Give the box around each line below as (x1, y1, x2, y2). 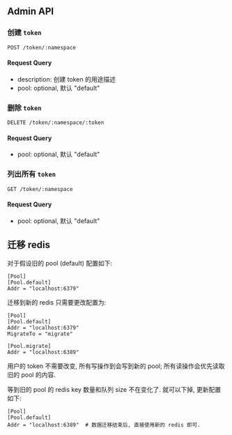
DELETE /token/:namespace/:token (7, 119, 105, 126)
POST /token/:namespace (7, 44, 77, 51)
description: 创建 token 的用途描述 (17, 75, 116, 83)
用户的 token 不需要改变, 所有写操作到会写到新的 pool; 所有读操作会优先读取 (7, 362, 225, 370)
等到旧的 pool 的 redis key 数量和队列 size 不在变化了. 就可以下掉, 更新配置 (7, 385, 222, 393)
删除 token (7, 102, 42, 112)
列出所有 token (7, 169, 56, 179)
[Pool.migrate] (7, 342, 52, 349)
